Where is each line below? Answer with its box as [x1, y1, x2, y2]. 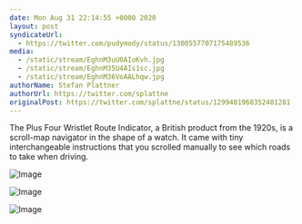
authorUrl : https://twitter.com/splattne [9, 89, 169, 98]
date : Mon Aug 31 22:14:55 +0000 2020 [9, 13, 156, 23]
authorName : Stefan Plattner [9, 81, 120, 90]
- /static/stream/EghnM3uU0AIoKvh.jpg [17, 55, 166, 64]
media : [9, 47, 35, 56]
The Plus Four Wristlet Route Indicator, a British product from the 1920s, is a [9, 122, 294, 133]
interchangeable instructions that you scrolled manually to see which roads [9, 141, 291, 152]
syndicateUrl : [9, 30, 64, 39]
